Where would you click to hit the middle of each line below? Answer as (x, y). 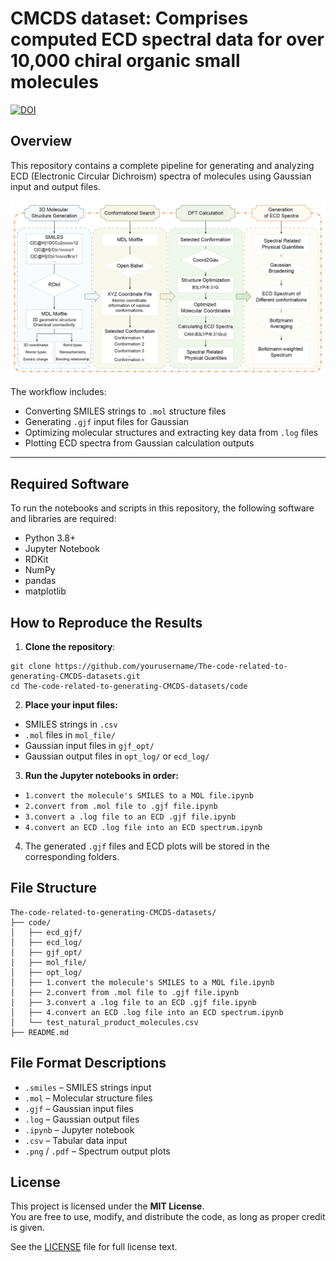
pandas (40, 581)
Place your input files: (71, 704)
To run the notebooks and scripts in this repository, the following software (162, 508)
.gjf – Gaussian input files (79, 1108)
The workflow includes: (58, 392)
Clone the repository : (70, 646)
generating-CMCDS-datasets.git (75, 676)
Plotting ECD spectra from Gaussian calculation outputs (139, 443)
